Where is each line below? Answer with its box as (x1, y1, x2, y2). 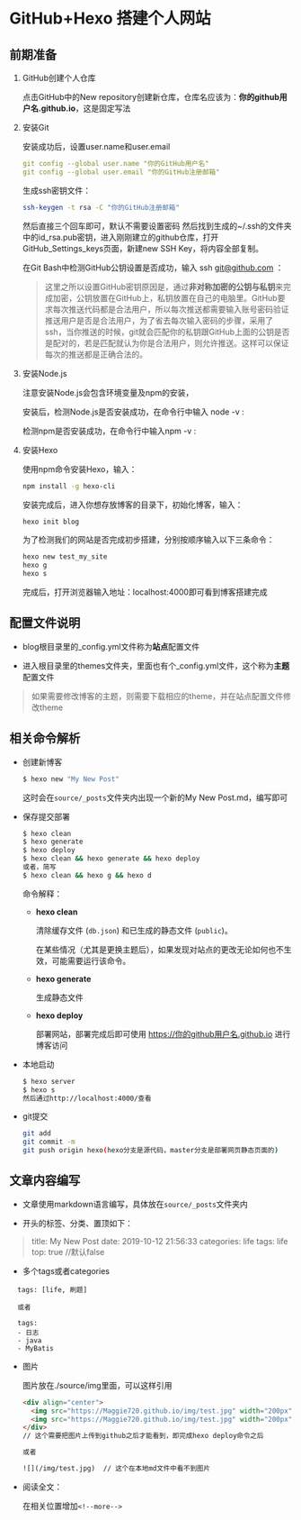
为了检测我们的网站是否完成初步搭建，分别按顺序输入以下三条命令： (22, 534, 275, 545)
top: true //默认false (31, 1246, 105, 1257)
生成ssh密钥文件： (22, 185, 92, 196)
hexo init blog (22, 517, 80, 526)
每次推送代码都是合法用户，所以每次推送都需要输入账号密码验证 (52, 304, 289, 314)
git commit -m (22, 1137, 75, 1147)
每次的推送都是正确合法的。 (44, 349, 148, 360)
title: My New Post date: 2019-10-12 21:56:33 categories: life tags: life (31, 1235, 288, 1246)
